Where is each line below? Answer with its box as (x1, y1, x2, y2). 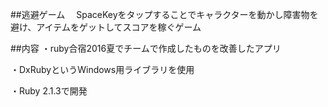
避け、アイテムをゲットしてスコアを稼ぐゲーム (10, 21, 202, 33)
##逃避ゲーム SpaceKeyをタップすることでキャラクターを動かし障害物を (10, 9, 319, 20)
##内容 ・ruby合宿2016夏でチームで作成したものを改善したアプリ (10, 43, 282, 54)
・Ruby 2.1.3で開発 (10, 85, 88, 97)
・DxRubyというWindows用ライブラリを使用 (10, 64, 195, 75)
